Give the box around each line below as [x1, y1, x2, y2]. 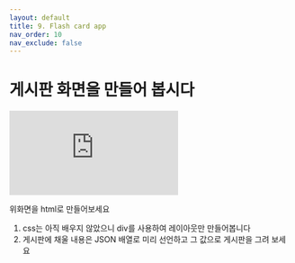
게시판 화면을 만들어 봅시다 [9, 80, 195, 100]
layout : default [9, 13, 70, 23]
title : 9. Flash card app [9, 22, 106, 31]
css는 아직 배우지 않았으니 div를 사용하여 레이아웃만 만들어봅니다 [22, 222, 251, 234]
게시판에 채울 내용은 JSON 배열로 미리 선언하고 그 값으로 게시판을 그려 [22, 234, 270, 245]
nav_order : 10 [9, 30, 63, 39]
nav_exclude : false [9, 38, 83, 48]
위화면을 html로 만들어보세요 [9, 204, 111, 214]
